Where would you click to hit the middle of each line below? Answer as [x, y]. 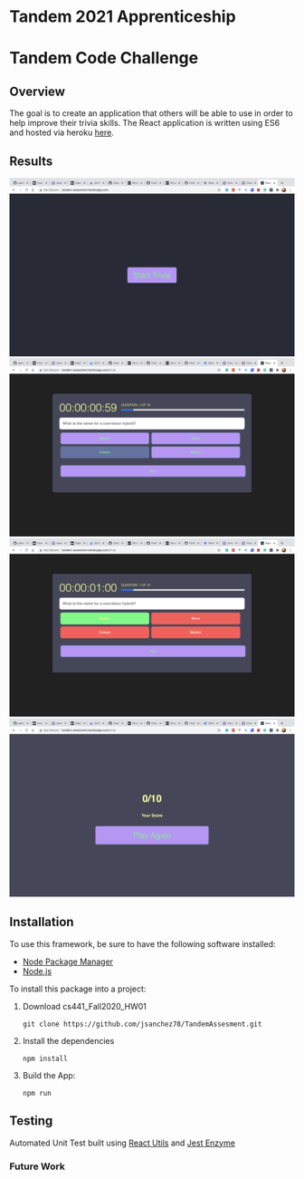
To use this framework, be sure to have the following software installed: [142, 943]
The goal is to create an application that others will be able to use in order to [152, 113]
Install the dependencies [68, 1040]
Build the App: [49, 1075]
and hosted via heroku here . [62, 132]
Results [31, 161]
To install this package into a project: [78, 989]
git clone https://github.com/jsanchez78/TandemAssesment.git [142, 1024]
